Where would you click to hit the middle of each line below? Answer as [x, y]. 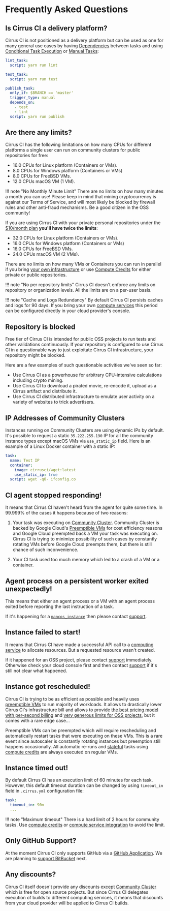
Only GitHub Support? [41, 841]
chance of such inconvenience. [45, 550]
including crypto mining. [38, 380]
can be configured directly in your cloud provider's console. [68, 311]
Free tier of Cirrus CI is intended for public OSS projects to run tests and [80, 339]
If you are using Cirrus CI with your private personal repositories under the [83, 223]
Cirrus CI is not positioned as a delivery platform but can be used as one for [84, 40]
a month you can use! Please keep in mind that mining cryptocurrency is [81, 197]
